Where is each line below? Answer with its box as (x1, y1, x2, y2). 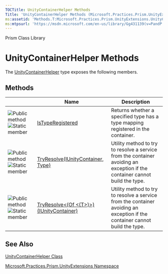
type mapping (110, 119, 144, 126)
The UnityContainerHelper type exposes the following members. (5, 69, 138, 75)
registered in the (110, 125, 150, 132)
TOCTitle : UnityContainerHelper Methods (5, 7, 91, 12)
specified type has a (110, 113, 159, 120)
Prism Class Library (5, 35, 45, 41)
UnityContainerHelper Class (5, 253, 63, 259)
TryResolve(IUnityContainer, (36, 155, 104, 162)
